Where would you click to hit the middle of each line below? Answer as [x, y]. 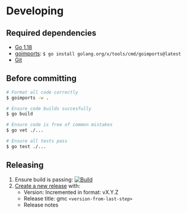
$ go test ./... [26, 146]
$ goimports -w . [28, 98]
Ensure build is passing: [44, 179]
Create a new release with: [47, 186]
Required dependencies [51, 33]
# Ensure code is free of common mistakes [59, 125]
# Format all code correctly [42, 92]
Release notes [41, 205]
